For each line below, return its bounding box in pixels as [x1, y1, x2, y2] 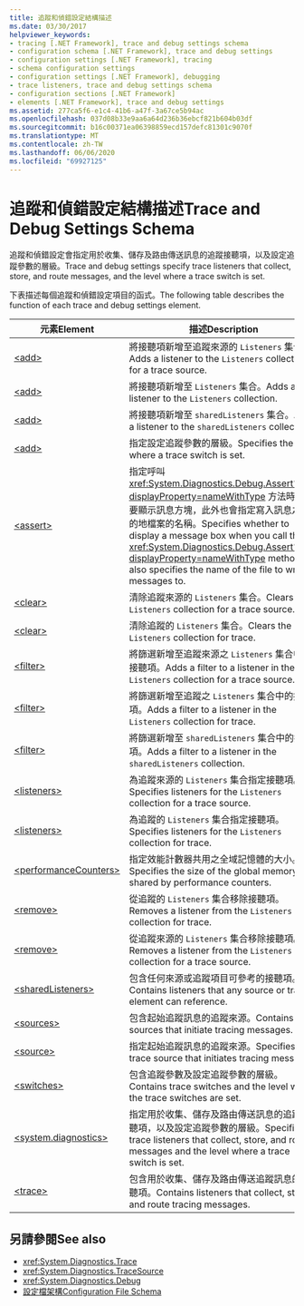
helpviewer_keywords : [9, 30, 91, 39]
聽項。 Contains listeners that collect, [128, 1186, 285, 1199]
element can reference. [128, 995, 228, 1008]
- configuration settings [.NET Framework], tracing [9, 55, 213, 64]
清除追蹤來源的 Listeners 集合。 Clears [128, 591, 294, 604]
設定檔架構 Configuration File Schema [22, 1286, 162, 1297]
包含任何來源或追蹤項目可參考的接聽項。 [128, 972, 301, 985]
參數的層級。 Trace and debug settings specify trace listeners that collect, [16, 260, 291, 272]
